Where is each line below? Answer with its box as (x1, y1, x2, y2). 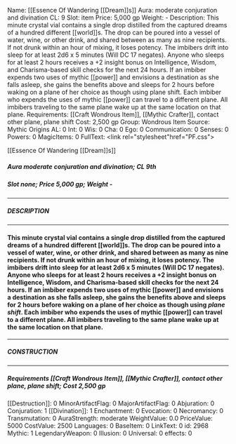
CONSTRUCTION (7, 347, 58, 356)
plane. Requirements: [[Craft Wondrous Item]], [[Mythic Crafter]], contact (7, 110, 219, 119)
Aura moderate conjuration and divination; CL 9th (7, 162, 157, 170)
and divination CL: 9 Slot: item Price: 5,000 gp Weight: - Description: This (7, 13, 219, 22)
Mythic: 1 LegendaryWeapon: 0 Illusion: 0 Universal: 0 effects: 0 (7, 429, 192, 438)
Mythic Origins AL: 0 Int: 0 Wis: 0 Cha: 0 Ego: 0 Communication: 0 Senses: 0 (7, 126, 229, 133)
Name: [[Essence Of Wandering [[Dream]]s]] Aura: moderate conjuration (7, 6, 218, 14)
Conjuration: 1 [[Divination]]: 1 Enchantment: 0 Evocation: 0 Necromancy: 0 (7, 407, 223, 415)
